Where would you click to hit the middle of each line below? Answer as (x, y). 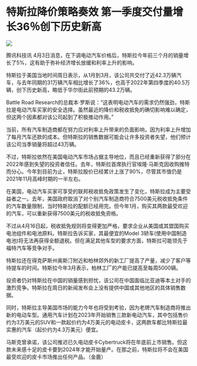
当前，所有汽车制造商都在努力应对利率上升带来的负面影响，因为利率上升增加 (98, 129)
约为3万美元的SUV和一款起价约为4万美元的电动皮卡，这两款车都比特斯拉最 (97, 322)
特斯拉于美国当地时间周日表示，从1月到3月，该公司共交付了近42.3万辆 (91, 75)
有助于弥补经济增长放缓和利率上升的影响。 (86, 62)
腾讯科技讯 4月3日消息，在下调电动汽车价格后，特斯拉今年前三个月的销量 (95, 55)
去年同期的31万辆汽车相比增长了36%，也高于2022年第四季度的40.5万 (106, 82)
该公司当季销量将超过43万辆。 (43, 144)
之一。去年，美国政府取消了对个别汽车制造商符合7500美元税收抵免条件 (102, 198)
